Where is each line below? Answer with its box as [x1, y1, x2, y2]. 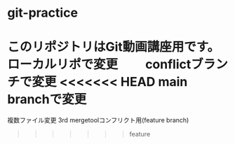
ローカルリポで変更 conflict [7, 57, 192, 73]
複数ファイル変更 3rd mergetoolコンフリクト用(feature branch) [7, 116, 189, 124]
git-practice [7, 5, 79, 21]
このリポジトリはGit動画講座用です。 [7, 39, 220, 55]
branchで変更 [7, 92, 87, 108]
